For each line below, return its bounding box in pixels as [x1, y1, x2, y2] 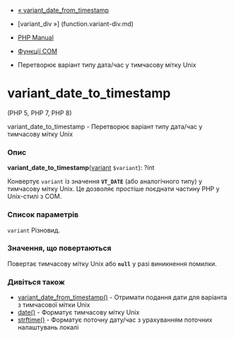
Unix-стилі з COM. [7, 192, 62, 200]
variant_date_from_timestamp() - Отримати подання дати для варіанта [17, 293, 228, 302]
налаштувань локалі [17, 323, 79, 332]
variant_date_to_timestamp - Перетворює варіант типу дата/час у [7, 122, 203, 131]
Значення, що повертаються [7, 243, 112, 253]
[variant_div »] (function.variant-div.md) [17, 20, 134, 28]
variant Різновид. [7, 226, 60, 234]
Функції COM [17, 47, 58, 55]
